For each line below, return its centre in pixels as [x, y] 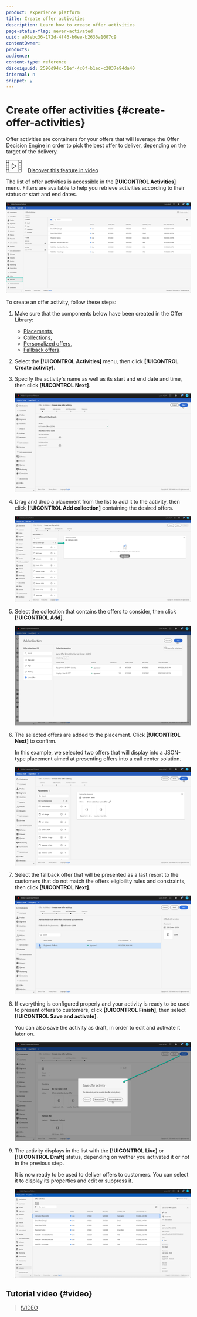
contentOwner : [23, 43]
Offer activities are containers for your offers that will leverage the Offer [93, 139]
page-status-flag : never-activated [50, 31]
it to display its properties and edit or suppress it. [74, 1181]
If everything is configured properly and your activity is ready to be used [102, 1004]
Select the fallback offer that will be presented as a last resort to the [96, 875]
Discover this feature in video [63, 170]
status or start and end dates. [42, 195]
